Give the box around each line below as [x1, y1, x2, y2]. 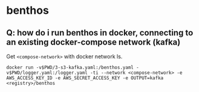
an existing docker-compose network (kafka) [6, 37, 181, 47]
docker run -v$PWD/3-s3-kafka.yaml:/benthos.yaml [6, 64, 134, 70]
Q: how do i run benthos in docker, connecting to [6, 28, 194, 38]
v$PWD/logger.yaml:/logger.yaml [6, 70, 88, 76]
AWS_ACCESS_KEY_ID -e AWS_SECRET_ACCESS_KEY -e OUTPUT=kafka [6, 75, 164, 81]
